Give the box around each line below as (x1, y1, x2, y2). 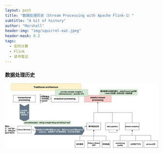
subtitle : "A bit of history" (5, 18, 66, 23)
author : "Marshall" (5, 23, 45, 28)
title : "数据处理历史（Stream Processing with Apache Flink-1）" (5, 13, 134, 18)
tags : (5, 39, 16, 44)
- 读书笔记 (9, 54, 29, 59)
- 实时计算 (9, 44, 29, 49)
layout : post (5, 8, 32, 13)
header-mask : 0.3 (5, 34, 40, 38)
